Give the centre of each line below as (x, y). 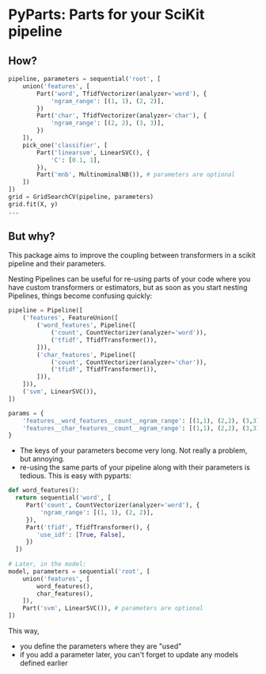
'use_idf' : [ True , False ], (81, 534)
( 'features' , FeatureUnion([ (70, 318)
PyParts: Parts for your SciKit (106, 15)
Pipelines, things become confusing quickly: (80, 296)
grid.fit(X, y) (33, 204)
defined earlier (44, 663)
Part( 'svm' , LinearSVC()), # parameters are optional (113, 608)
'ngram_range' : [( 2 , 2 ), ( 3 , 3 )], (107, 123)
